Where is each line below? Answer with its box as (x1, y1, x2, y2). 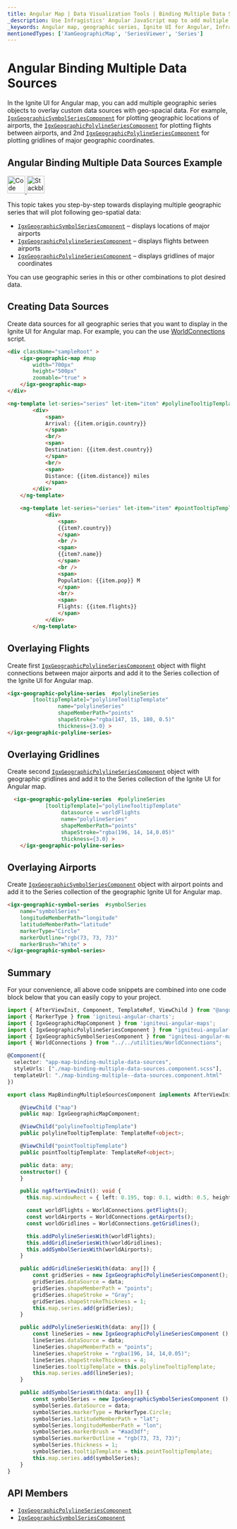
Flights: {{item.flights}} (57, 603, 138, 610)
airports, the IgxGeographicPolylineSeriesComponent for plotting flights (7, 121, 212, 130)
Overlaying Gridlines (7, 749, 100, 761)
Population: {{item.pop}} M (57, 576, 140, 584)
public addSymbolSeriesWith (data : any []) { (20, 1389, 150, 1396)
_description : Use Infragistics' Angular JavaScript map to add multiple (7, 17, 229, 24)
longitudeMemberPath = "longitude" (20, 914, 119, 921)
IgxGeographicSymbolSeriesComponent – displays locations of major (17, 222, 210, 230)
